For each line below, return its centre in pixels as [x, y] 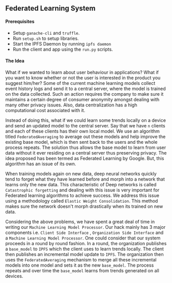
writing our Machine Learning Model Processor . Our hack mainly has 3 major [85, 227]
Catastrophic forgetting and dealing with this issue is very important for [82, 190]
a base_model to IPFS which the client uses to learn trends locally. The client [84, 249]
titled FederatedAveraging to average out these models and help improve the [85, 136]
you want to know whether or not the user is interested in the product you [83, 78]
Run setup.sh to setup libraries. [46, 38]
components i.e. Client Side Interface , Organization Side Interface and [84, 232]
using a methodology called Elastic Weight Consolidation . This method [82, 201]
